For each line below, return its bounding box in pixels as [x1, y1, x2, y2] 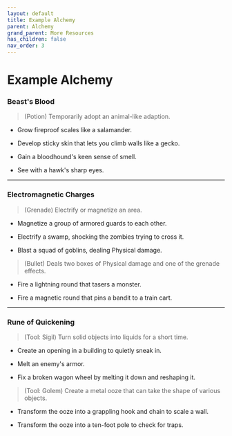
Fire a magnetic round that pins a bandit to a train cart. [17, 293, 173, 302]
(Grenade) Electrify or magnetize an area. [23, 206, 143, 214]
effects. [23, 266, 46, 275]
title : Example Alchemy [7, 17, 76, 24]
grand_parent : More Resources [7, 29, 95, 37]
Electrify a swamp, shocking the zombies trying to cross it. [17, 233, 184, 241]
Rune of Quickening [7, 317, 75, 327]
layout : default [7, 10, 54, 17]
